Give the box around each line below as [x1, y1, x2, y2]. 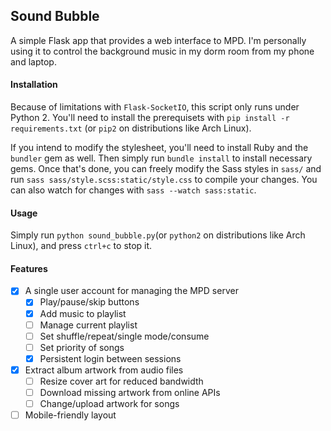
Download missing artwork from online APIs [39, 386, 221, 398]
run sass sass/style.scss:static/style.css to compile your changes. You [10, 174, 318, 186]
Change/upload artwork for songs [39, 398, 180, 410]
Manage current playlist [39, 319, 138, 331]
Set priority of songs [39, 341, 125, 353]
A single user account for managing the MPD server [24, 285, 239, 297]
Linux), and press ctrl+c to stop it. [10, 240, 153, 252]
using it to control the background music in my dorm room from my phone [10, 45, 315, 57]
